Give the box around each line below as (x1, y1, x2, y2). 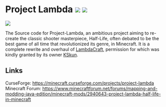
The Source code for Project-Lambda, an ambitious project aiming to (5, 30, 149, 36)
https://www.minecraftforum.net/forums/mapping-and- (42, 85, 158, 91)
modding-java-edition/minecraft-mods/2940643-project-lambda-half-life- (5, 91, 161, 97)
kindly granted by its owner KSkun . (5, 51, 79, 58)
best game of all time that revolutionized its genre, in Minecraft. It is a (5, 41, 150, 47)
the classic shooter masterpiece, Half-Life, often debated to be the (19, 35, 159, 41)
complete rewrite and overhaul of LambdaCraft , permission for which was (5, 46, 160, 52)
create (5, 35, 19, 41)
